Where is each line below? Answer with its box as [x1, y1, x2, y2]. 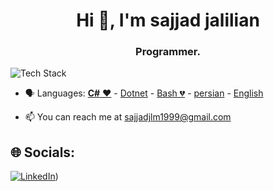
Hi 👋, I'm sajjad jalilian [76, 9, 260, 32]
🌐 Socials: [10, 144, 76, 161]
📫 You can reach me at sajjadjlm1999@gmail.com [24, 111, 232, 123]
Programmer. [135, 45, 201, 59]
